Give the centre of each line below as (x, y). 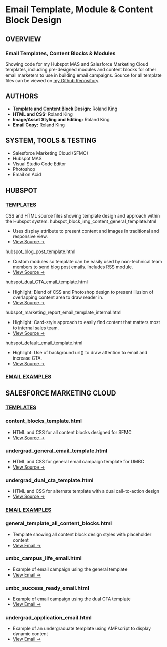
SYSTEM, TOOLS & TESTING (51, 141)
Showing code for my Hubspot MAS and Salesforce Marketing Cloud (77, 64)
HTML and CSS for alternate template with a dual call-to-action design (86, 491)
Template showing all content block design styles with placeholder (82, 534)
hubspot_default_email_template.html (44, 343)
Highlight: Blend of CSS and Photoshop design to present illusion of (83, 292)
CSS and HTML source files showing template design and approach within (83, 216)
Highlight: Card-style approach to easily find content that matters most (86, 322)
